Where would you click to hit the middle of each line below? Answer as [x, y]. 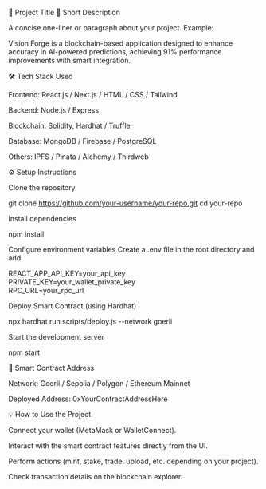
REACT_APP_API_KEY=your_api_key [67, 273]
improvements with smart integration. [70, 60]
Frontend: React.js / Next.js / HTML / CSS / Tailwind [93, 95]
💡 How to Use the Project [50, 414]
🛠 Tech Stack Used [41, 76]
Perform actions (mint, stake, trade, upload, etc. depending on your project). [133, 461]
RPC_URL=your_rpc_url [46, 290]
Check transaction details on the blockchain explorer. [96, 477]
